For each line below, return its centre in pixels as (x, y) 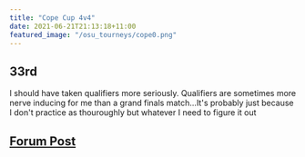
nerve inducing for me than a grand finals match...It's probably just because (152, 103)
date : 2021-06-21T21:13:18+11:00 (73, 26)
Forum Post (43, 141)
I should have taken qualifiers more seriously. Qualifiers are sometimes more (153, 93)
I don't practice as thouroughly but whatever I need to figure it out (133, 113)
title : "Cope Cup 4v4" (52, 18)
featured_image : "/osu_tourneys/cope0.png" (93, 34)
